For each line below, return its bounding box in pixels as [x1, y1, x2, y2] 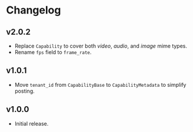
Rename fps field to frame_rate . [14, 49, 92, 56]
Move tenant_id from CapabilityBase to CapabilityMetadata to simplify [14, 81, 187, 88]
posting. [14, 87, 35, 94]
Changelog [6, 4, 61, 17]
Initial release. [14, 120, 49, 127]
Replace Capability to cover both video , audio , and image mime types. [14, 42, 187, 49]
